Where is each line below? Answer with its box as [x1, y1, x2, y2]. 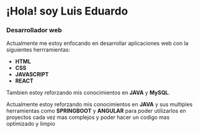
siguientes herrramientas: [6, 46, 70, 53]
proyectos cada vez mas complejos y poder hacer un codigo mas [6, 114, 170, 121]
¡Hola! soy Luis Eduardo [6, 4, 129, 18]
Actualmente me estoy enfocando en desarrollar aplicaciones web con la [6, 39, 189, 47]
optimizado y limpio [6, 120, 56, 128]
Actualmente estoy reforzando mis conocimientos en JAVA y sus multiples [6, 101, 193, 108]
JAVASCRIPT [15, 71, 49, 78]
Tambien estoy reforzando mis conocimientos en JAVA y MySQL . [6, 89, 170, 97]
